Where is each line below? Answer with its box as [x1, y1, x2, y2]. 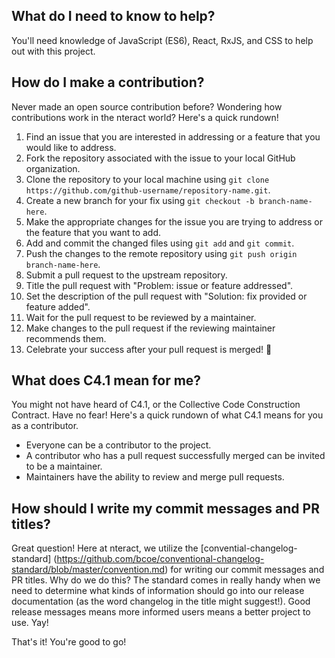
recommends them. [25, 332, 107, 344]
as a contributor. [11, 420, 79, 432]
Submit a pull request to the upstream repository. [25, 269, 228, 281]
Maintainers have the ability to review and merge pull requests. [25, 471, 285, 483]
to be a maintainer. [25, 460, 103, 473]
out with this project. [11, 45, 96, 57]
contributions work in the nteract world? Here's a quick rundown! [11, 111, 279, 123]
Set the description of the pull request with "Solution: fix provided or [25, 290, 308, 302]
